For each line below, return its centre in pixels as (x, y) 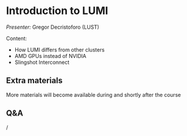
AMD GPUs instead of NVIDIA (50, 56)
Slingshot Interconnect (42, 62)
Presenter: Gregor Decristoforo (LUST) (53, 27)
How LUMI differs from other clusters (59, 50)
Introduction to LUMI (57, 11)
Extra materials (34, 81)
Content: (17, 38)
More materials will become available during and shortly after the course (93, 94)
